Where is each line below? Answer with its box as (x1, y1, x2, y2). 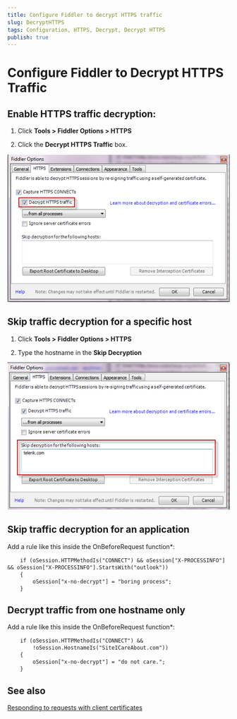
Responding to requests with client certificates (7, 703, 143, 712)
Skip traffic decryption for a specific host (7, 316, 193, 328)
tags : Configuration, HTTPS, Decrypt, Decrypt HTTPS (7, 26, 166, 33)
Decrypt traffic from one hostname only (7, 604, 186, 616)
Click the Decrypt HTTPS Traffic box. (17, 140, 128, 149)
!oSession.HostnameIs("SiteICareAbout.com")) (32, 644, 169, 652)
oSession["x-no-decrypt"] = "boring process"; (32, 578, 172, 585)
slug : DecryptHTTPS (7, 18, 65, 26)
